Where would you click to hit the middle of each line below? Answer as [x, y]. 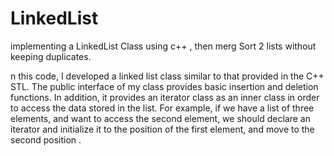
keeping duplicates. [51, 56]
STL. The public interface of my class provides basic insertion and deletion [164, 86]
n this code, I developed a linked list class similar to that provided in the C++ [167, 76]
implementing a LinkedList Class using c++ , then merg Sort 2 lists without [163, 46]
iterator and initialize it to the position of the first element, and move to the [162, 129]
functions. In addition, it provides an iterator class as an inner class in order [165, 97]
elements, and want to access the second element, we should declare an [160, 118]
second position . [46, 139]
